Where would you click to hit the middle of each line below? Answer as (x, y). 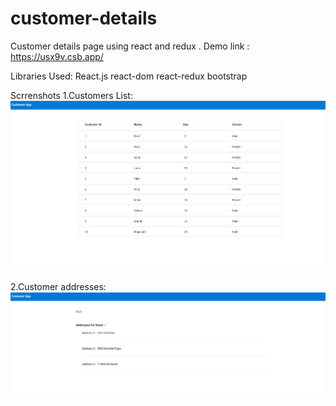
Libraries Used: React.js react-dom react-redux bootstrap (129, 76)
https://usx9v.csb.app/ (57, 56)
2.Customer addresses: (58, 287)
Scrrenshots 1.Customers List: (71, 95)
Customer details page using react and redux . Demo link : (130, 46)
